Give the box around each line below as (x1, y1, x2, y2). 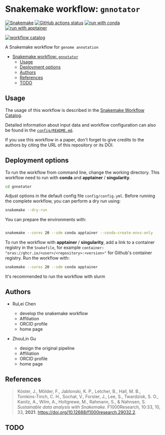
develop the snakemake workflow (19, 310, 88, 316)
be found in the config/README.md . (5, 127, 74, 133)
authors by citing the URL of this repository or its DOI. (5, 142, 114, 148)
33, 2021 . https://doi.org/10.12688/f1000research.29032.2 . (17, 409, 137, 415)
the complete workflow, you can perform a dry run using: (5, 198, 121, 204)
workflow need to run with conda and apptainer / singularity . (5, 174, 131, 180)
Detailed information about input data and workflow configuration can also (5, 122, 156, 128)
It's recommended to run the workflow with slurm (5, 273, 105, 279)
